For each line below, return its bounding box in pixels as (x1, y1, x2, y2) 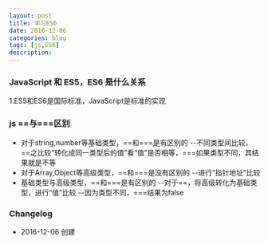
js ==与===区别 (9, 118, 71, 129)
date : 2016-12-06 (9, 26, 67, 34)
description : (9, 49, 53, 57)
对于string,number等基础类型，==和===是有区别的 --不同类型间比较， (20, 137, 253, 148)
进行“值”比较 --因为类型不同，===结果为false (34, 187, 184, 197)
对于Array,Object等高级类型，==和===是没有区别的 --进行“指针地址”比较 (20, 167, 261, 177)
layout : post (9, 11, 53, 20)
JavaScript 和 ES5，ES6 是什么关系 (9, 77, 146, 88)
